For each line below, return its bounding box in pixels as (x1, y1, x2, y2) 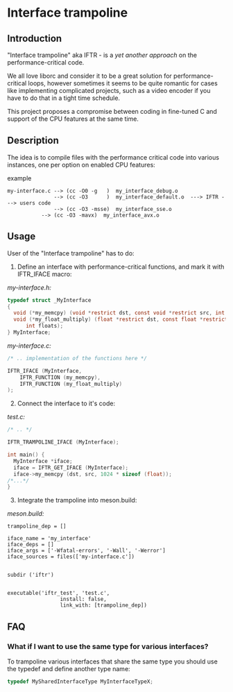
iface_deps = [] (7, 541, 54, 548)
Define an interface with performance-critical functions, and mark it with (17, 262, 225, 271)
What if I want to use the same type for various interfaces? (7, 641, 209, 651)
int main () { (7, 451, 45, 458)
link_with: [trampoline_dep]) (60, 602, 148, 609)
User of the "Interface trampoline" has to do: (7, 248, 135, 258)
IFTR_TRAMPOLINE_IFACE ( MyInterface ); (7, 439, 119, 446)
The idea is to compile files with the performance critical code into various (7, 153, 220, 161)
